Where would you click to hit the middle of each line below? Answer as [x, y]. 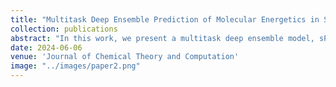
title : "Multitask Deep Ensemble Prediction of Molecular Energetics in [165, 19]
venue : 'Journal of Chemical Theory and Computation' [125, 57]
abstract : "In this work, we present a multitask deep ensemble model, [162, 38]
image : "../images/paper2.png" [75, 66]
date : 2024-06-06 [46, 47]
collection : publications [64, 29]
